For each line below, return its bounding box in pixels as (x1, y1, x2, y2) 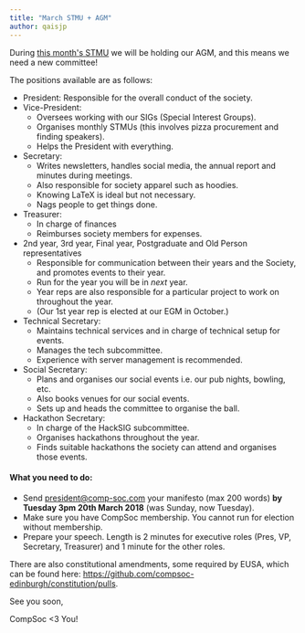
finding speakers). (36, 131, 105, 142)
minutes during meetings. (36, 170, 133, 181)
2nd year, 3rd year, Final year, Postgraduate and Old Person (22, 237, 248, 248)
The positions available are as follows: (9, 74, 153, 85)
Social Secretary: (22, 364, 88, 375)
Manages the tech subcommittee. (36, 344, 163, 355)
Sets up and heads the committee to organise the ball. (36, 403, 240, 414)
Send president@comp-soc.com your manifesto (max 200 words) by (22, 492, 283, 503)
